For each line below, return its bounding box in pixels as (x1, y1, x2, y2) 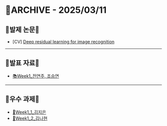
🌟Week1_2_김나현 (12, 115, 48, 121)
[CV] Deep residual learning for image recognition (12, 39, 115, 44)
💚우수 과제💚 (5, 95, 40, 103)
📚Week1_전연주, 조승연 (12, 73, 59, 79)
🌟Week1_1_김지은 (12, 109, 46, 115)
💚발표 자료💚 (5, 59, 40, 67)
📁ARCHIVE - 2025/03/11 (5, 4, 107, 16)
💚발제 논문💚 (5, 25, 40, 34)
